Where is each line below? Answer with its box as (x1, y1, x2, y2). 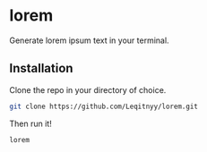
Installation (9, 61, 73, 76)
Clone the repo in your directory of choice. (9, 84, 167, 95)
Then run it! (9, 118, 52, 129)
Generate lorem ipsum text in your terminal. (9, 35, 169, 46)
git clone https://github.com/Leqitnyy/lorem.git (9, 102, 199, 111)
